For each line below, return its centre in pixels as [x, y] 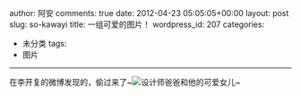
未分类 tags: [44, 44]
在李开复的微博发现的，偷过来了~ [71, 82]
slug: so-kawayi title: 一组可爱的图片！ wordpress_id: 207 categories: [137, 24]
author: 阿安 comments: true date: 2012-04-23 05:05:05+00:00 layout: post [149, 13]
